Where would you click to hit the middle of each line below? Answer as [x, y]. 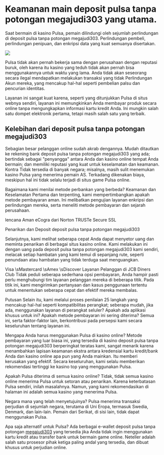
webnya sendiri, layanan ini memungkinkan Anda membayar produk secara [81, 103]
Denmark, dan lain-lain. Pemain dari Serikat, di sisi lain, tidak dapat [72, 412]
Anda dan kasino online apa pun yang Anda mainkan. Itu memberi [71, 356]
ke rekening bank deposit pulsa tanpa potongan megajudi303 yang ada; [78, 154]
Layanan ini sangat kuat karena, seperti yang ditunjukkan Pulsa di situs [76, 98]
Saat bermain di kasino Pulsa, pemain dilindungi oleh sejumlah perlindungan [82, 33]
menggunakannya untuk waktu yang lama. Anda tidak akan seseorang [76, 73]
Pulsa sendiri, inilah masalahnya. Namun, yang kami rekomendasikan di [77, 386]
